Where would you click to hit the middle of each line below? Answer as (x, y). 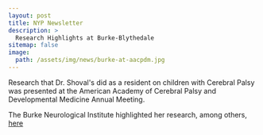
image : (19, 52)
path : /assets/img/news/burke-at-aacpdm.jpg (90, 60)
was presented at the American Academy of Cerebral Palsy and (112, 91)
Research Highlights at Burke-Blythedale (85, 38)
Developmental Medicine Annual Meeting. (77, 99)
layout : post (30, 15)
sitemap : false (33, 45)
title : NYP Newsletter (46, 23)
